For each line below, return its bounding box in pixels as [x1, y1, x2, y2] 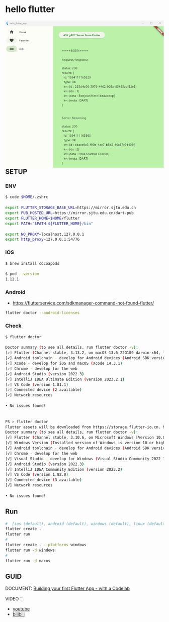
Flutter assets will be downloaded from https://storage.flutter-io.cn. [5, 425, 161, 430]
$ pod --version [5, 271, 39, 277]
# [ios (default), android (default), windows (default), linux [5, 521, 145, 526]
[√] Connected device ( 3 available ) [5, 477, 82, 483]
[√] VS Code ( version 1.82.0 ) [5, 472, 69, 477]
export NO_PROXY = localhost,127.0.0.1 [5, 232, 84, 237]
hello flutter [5, 4, 55, 15]
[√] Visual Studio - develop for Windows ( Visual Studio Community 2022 [5, 456, 161, 461]
